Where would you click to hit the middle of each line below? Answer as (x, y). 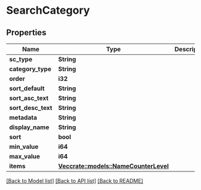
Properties (26, 33)
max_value (25, 156)
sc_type (21, 59)
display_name (29, 127)
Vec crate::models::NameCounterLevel (113, 166)
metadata (23, 117)
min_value (24, 147)
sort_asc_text (29, 98)
